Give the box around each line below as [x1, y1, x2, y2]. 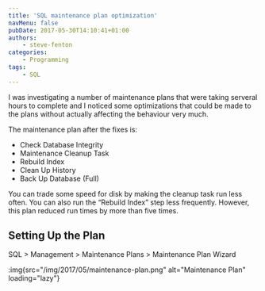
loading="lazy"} [8, 274, 60, 283]
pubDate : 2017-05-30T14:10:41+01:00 [8, 26, 129, 34]
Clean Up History [19, 165, 77, 174]
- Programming [22, 56, 69, 64]
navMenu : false [8, 19, 59, 27]
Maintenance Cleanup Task [19, 148, 109, 158]
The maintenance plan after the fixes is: [8, 124, 137, 134]
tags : [8, 63, 26, 71]
